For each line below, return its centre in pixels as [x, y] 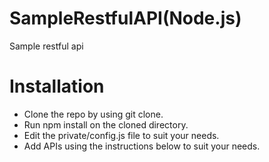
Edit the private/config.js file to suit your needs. [121, 135]
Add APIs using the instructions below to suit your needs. [142, 146]
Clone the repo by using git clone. [93, 114]
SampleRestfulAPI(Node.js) [125, 18]
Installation [57, 86]
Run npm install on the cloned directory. [106, 124]
